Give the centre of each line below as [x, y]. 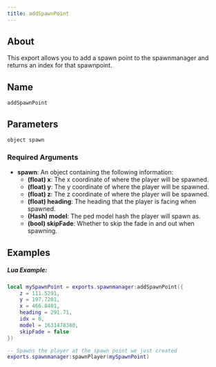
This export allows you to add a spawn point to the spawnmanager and [108, 58]
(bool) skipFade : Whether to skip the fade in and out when [111, 224]
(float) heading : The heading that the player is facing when [112, 201]
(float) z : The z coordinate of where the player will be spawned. [118, 195]
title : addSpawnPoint [38, 13]
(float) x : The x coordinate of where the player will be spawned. [118, 179]
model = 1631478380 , [49, 325]
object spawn [26, 140]
